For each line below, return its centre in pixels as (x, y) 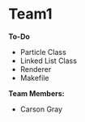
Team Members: (36, 93)
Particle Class (43, 52)
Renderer (36, 69)
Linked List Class (48, 61)
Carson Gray (41, 109)
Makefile (34, 78)
